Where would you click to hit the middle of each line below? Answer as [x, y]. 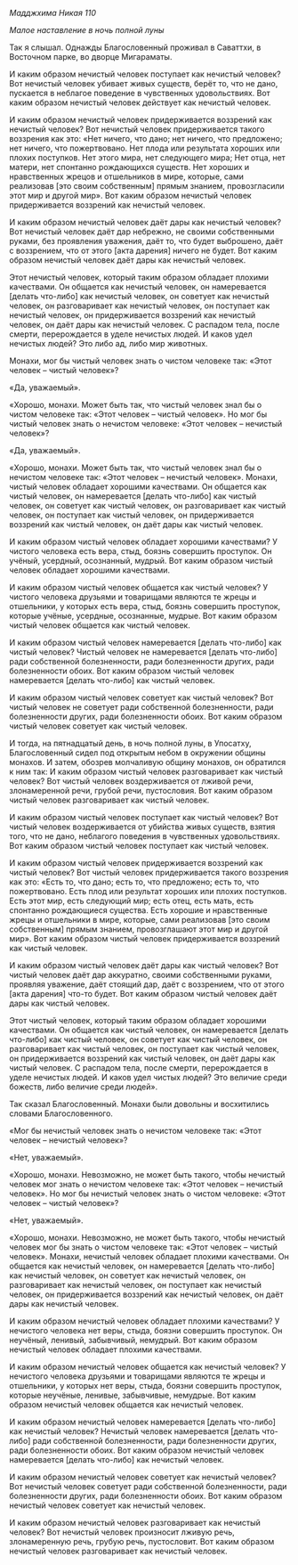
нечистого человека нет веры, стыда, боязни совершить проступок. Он [146, 1330]
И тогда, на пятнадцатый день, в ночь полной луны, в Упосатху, [130, 743]
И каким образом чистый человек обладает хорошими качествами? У [143, 542]
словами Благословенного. [61, 1113]
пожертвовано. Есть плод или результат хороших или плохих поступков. [148, 891]
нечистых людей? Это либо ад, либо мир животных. [109, 343]
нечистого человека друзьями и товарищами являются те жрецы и [137, 1376]
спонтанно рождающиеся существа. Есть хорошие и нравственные [139, 910]
